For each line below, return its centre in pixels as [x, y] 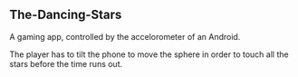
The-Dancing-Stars [66, 15]
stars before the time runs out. [66, 63]
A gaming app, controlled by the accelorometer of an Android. [125, 36]
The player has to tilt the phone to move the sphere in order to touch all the [149, 54]
